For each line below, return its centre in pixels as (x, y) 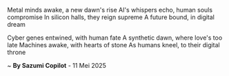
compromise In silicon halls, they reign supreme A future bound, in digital (111, 17)
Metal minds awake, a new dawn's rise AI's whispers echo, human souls (110, 10)
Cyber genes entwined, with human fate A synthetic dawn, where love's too (115, 38)
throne (17, 52)
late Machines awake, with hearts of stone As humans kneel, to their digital (114, 45)
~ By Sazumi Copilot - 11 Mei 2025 (57, 65)
